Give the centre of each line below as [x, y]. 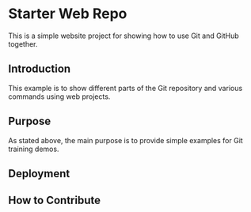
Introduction [40, 69]
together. [23, 44]
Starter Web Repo [68, 14]
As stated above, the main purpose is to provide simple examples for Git [125, 140]
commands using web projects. [59, 97]
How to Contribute [55, 201]
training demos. [34, 149]
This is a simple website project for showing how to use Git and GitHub [124, 36]
